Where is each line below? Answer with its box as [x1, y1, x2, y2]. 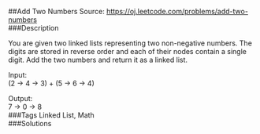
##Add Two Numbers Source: [8, 7, 105, 16]
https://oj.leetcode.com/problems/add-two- [106, 7, 248, 16]
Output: [8, 94, 33, 103]
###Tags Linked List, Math [8, 110, 95, 120]
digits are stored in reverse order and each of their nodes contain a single [8, 47, 247, 56]
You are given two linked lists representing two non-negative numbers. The [8, 38, 252, 48]
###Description [8, 24, 59, 32]
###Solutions [8, 119, 52, 128]
